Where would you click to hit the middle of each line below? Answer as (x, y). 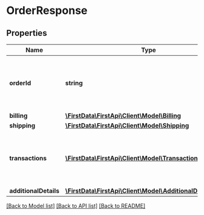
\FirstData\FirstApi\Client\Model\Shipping (127, 125)
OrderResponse (47, 11)
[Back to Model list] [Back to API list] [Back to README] (76, 206)
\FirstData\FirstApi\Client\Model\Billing (123, 116)
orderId (20, 83)
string (74, 83)
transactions (28, 158)
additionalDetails (34, 191)
